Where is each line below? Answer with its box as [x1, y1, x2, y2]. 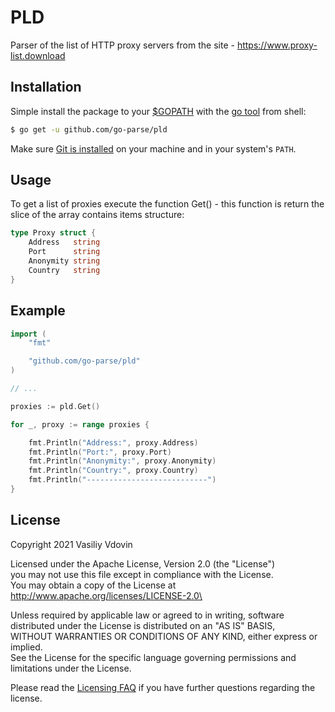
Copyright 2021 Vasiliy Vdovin [10, 538, 133, 550]
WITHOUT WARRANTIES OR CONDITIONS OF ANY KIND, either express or [10, 630, 318, 642]
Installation [10, 79, 82, 96]
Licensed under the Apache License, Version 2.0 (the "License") [10, 557, 276, 570]
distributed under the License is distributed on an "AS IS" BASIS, [10, 619, 276, 631]
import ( [10, 329, 47, 339]
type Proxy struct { [10, 228, 97, 238]
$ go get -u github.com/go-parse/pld [10, 124, 168, 135]
